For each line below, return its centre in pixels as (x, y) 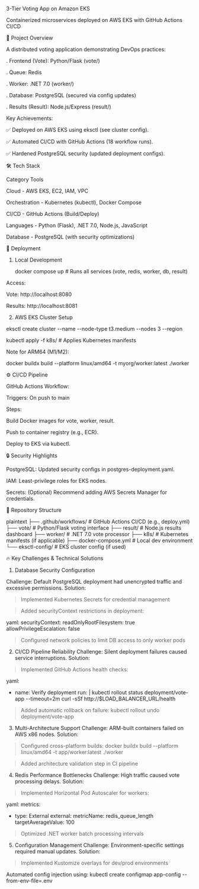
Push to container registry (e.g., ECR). (52, 432)
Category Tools (25, 179)
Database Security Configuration (55, 570)
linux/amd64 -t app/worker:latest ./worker (72, 752)
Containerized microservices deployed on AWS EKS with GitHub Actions (94, 20)
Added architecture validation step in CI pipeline (79, 764)
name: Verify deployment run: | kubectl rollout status (79, 692)
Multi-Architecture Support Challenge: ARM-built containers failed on (99, 728)
